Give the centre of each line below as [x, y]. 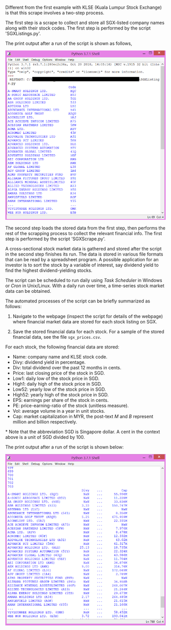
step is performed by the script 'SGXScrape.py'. [55, 239]
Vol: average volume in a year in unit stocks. [59, 411]
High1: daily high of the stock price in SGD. [57, 384]
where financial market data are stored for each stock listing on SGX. [85, 322]
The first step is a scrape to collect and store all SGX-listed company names [85, 23]
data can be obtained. [28, 291]
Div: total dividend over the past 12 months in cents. [67, 368]
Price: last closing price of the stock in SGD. [59, 373]
